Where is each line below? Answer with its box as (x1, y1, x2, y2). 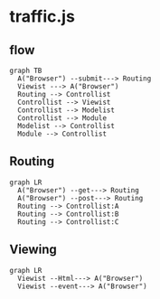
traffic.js (9, 6, 75, 27)
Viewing (9, 242, 57, 257)
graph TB (9, 66, 42, 75)
